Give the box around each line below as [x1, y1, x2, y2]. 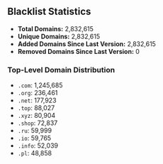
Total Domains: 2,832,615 [17, 24, 94, 33]
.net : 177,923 [17, 96, 57, 105]
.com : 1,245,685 [17, 81, 63, 89]
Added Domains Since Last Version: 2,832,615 [17, 39, 156, 48]
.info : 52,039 [17, 141, 59, 150]
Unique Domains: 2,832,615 [17, 32, 101, 40]
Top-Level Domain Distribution [7, 65, 116, 75]
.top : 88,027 [17, 104, 55, 112]
